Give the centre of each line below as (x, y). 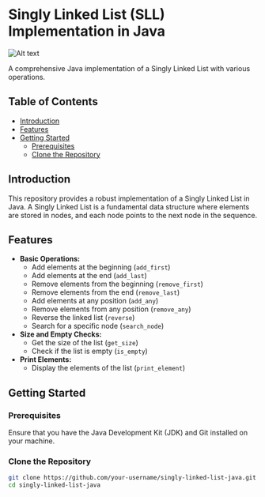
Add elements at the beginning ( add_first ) (101, 267)
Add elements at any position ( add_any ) (95, 301)
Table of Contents (53, 102)
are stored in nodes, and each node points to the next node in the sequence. (133, 215)
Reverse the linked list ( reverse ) (83, 318)
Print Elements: (45, 360)
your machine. (32, 441)
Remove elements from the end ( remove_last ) (106, 292)
